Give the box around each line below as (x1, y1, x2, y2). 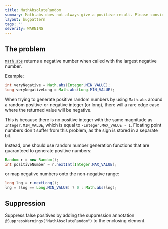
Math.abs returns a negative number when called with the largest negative (5, 58, 157, 64)
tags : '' (5, 21, 23, 27)
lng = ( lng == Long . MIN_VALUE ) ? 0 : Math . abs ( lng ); (5, 185, 117, 190)
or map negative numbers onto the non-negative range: (5, 171, 120, 177)
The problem (5, 45, 46, 53)
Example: (5, 73, 24, 79)
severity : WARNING (5, 26, 43, 31)
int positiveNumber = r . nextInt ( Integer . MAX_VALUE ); (5, 162, 117, 167)
